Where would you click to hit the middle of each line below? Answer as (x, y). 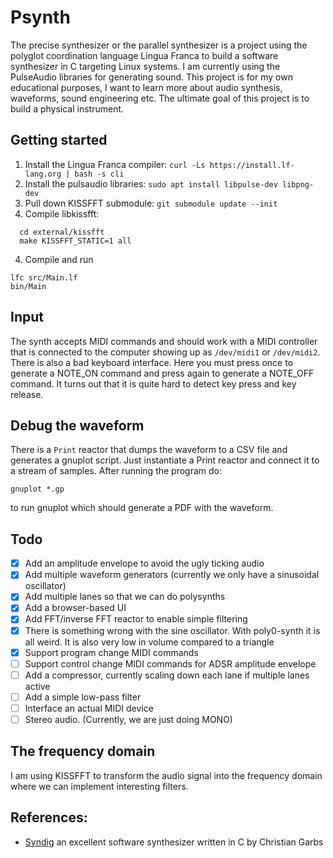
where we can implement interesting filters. (99, 786)
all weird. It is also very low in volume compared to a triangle (149, 642)
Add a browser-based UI (75, 608)
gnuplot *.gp (37, 489)
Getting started (59, 140)
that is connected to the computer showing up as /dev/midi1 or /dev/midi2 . (165, 352)
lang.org (43, 174)
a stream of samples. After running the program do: (116, 471)
